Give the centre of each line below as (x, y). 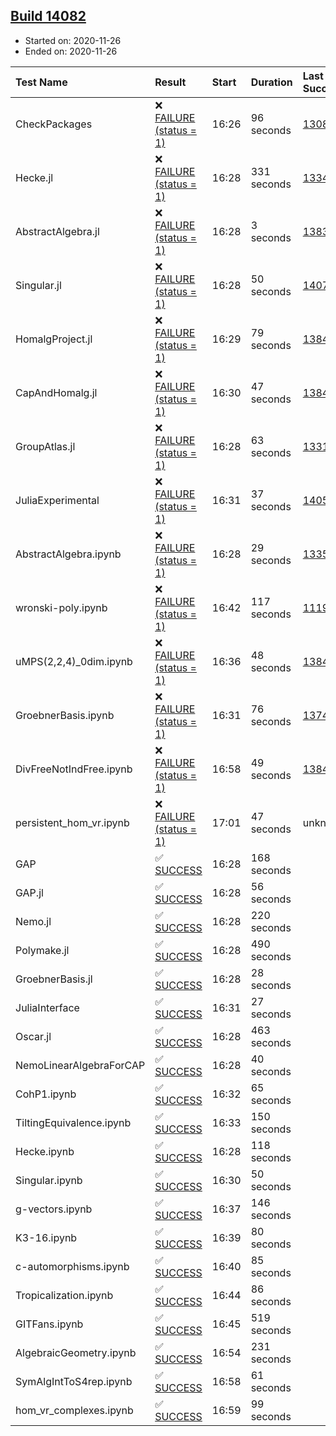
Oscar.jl (33, 1036)
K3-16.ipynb (46, 1237)
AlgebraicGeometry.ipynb (76, 1352)
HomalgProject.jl (54, 339)
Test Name (41, 82)
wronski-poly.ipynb (61, 607)
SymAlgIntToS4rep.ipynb (74, 1381)
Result (170, 82)
